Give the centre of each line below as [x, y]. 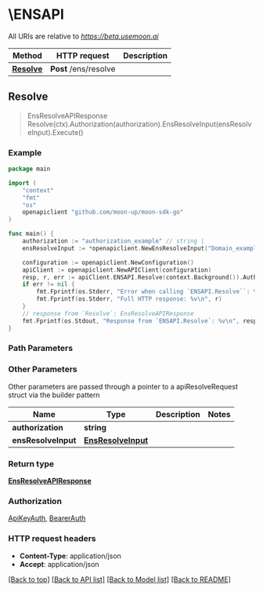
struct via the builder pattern [54, 395]
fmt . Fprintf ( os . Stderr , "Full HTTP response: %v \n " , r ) [129, 299]
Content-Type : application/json [70, 556]
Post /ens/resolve [83, 68]
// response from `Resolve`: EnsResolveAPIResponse [108, 313]
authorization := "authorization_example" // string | [113, 241]
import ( [22, 183]
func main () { [31, 234]
